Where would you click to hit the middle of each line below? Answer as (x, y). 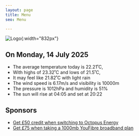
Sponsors (21, 110)
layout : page (19, 10)
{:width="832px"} (40, 38)
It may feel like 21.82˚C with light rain (52, 78)
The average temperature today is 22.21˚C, (58, 67)
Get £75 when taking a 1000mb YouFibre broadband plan (73, 128)
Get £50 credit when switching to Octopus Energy (66, 122)
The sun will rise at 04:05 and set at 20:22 (57, 94)
